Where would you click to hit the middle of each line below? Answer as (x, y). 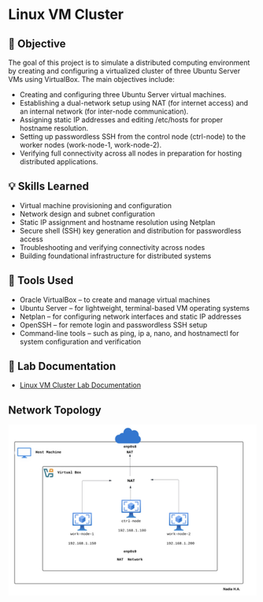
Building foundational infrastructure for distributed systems (115, 256)
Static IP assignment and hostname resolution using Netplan (117, 222)
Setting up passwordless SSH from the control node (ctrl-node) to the (133, 136)
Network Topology (55, 410)
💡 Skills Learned (48, 187)
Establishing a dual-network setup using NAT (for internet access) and (134, 103)
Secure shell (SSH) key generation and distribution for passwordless (130, 230)
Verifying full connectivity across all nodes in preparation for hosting (131, 153)
